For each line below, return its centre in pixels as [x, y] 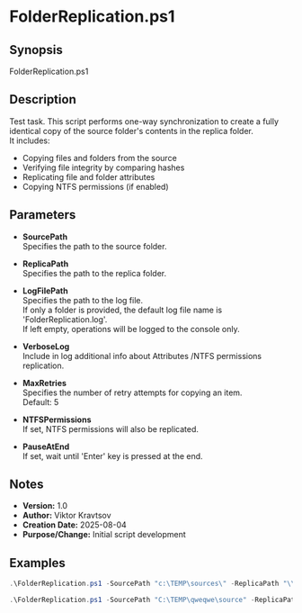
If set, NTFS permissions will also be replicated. [111, 428]
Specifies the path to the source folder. [94, 246]
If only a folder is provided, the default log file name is [122, 310]
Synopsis [36, 50]
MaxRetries [44, 383]
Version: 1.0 [45, 506]
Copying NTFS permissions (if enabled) [95, 186]
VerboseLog [46, 346]
